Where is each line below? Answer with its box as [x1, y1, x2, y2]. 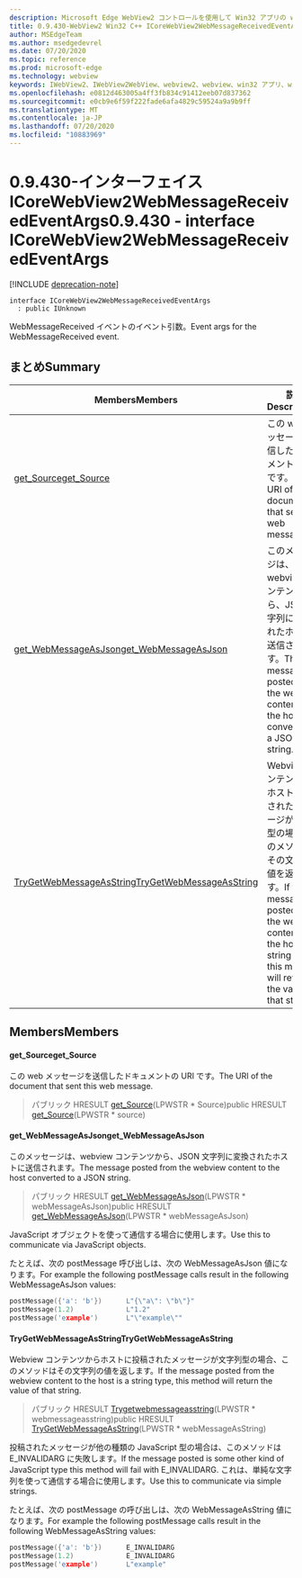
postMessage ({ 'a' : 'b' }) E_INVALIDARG [9, 1543, 175, 1553]
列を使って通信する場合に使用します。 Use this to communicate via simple [9, 1475, 281, 1486]
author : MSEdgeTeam [9, 30, 83, 39]
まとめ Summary [9, 359, 101, 374]
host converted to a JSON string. [9, 1172, 131, 1184]
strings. [9, 1486, 38, 1497]
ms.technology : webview [9, 72, 99, 81]
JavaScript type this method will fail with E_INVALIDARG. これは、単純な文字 [9, 1465, 292, 1475]
